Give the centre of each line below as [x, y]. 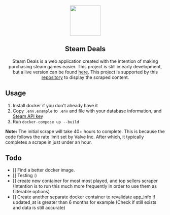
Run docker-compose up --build [46, 121]
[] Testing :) [25, 176]
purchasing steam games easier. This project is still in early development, [85, 66]
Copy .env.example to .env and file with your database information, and [87, 111]
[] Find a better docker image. [44, 170]
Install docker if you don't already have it [55, 105]
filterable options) [31, 192]
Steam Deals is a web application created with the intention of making [85, 61]
